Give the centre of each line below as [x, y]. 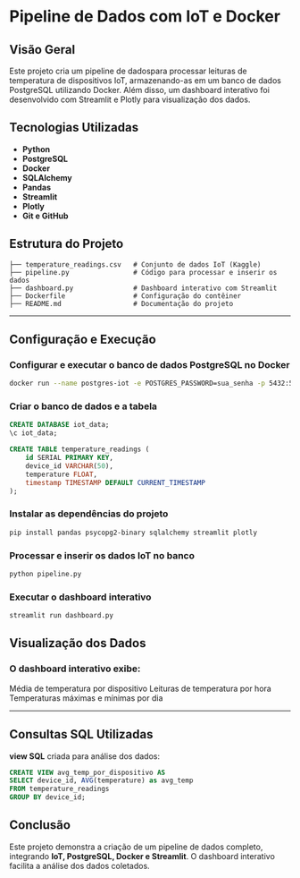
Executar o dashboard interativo [80, 597]
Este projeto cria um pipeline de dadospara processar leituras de [128, 71]
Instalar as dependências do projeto [89, 514]
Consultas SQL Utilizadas [81, 734]
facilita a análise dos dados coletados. [79, 865]
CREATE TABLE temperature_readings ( [79, 449]
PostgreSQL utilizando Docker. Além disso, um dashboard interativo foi [140, 90]
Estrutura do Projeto [67, 244]
